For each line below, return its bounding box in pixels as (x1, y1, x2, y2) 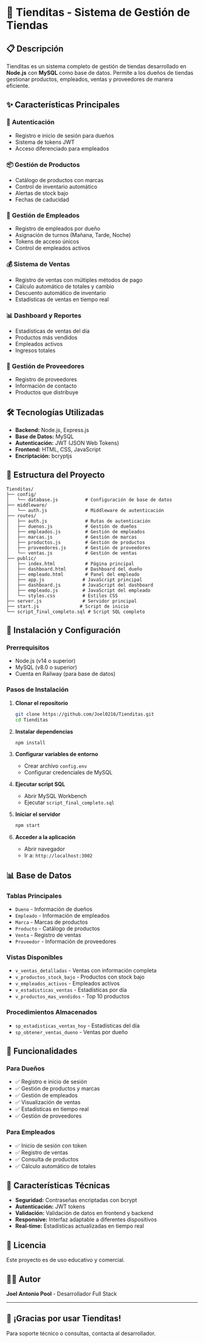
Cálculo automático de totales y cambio (15, 283, 114, 290)
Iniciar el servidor (15, 810, 61, 818)
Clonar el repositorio (15, 699, 69, 706)
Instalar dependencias (15, 728, 73, 735)
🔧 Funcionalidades (6, 1046, 78, 1056)
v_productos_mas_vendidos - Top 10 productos (15, 993, 130, 1000)
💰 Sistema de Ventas (6, 260, 70, 269)
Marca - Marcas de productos (15, 918, 88, 926)
